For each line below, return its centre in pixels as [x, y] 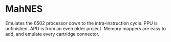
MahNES [24, 9]
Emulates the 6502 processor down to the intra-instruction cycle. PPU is [81, 23]
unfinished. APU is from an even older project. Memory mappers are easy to [86, 28]
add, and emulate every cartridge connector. [52, 34]
